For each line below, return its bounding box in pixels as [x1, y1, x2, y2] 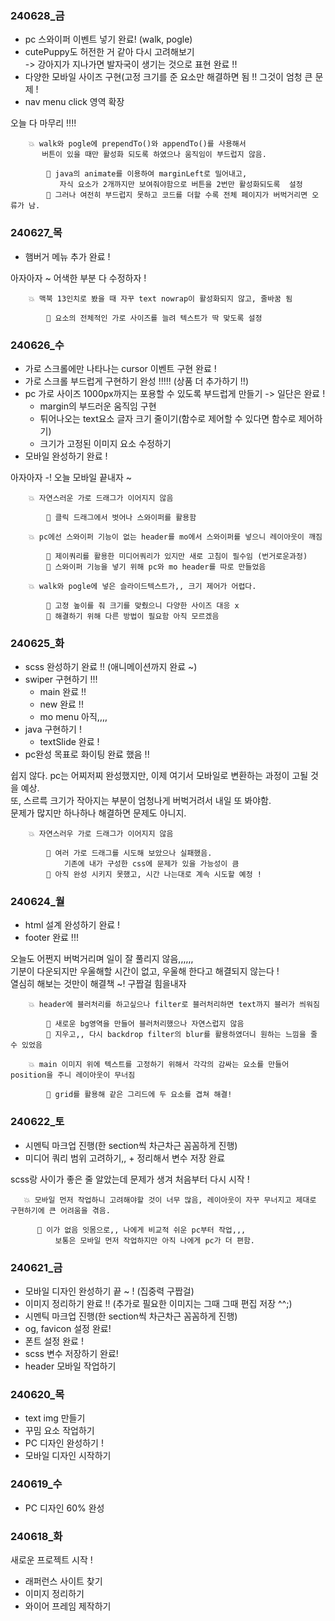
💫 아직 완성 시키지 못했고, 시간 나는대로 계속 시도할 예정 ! [46, 870, 262, 880]
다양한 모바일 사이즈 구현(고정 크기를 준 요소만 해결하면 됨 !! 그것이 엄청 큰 [24, 71, 313, 83]
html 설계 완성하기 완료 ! [24, 919, 121, 931]
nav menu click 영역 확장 [24, 96, 125, 108]
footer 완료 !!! [24, 932, 79, 944]
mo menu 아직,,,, [39, 711, 108, 723]
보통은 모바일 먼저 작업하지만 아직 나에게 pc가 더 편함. [54, 1235, 256, 1246]
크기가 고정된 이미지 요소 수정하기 [39, 437, 172, 449]
